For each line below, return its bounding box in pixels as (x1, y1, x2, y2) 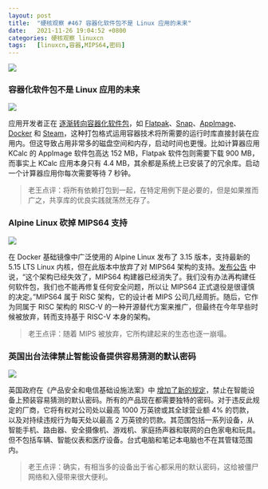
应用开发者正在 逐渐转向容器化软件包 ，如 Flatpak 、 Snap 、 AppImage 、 (8, 119, 241, 128)
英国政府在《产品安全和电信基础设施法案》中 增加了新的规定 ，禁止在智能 (8, 385, 248, 395)
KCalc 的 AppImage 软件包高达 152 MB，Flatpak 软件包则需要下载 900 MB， (8, 148, 259, 158)
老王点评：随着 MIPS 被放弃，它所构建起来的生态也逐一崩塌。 (27, 329, 231, 338)
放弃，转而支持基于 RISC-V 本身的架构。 (22, 312, 156, 321)
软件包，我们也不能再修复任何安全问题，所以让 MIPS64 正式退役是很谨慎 (14, 282, 255, 291)
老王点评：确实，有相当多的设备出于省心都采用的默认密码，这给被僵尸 (27, 462, 259, 471)
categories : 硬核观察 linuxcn (8, 34, 104, 42)
